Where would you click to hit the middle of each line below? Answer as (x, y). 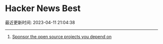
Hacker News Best (43, 8)
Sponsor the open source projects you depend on (62, 36)
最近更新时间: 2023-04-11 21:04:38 (40, 22)
